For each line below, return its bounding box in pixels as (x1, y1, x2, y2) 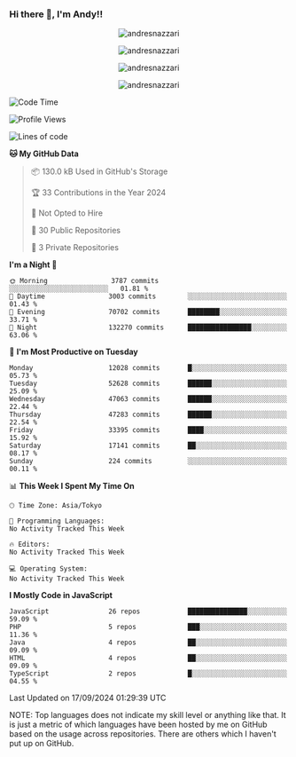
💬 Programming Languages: (9, 516, 105, 526)
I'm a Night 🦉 (9, 259, 58, 270)
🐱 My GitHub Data (9, 148, 80, 159)
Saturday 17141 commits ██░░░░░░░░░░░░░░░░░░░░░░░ (9, 441, 288, 451)
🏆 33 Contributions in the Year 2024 (30, 187, 167, 198)
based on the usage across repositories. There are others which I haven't (9, 729, 277, 739)
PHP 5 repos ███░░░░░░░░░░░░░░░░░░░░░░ (9, 623, 288, 632)
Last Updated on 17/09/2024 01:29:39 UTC (9, 692, 167, 704)
